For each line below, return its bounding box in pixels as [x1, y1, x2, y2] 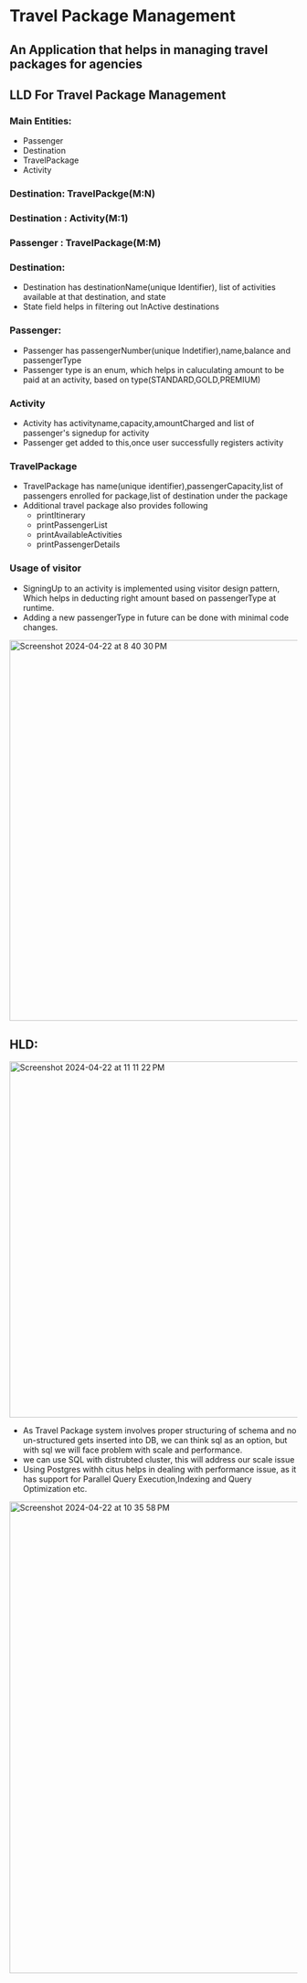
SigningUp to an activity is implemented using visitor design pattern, [22, 583, 281, 594]
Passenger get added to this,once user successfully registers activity [22, 436, 284, 448]
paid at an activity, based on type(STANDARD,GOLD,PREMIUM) [22, 374, 261, 385]
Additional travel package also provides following [22, 500, 208, 511]
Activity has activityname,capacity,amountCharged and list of [22, 417, 255, 428]
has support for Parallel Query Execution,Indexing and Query [22, 1474, 252, 1485]
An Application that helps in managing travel [9, 42, 269, 58]
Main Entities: [9, 114, 72, 127]
